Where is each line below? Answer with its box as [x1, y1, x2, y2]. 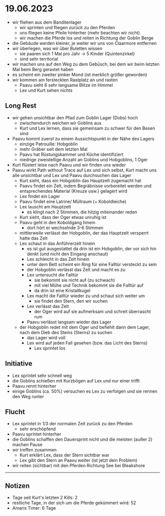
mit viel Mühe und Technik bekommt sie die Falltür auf [34, 282, 144, 288]
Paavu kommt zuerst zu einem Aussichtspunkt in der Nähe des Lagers [12, 136, 155, 141]
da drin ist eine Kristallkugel [34, 287, 91, 293]
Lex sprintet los [34, 345, 65, 351]
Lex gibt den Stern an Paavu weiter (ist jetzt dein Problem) [19, 457, 137, 463]
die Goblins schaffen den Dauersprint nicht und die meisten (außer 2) [12, 437, 153, 443]
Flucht [5, 408, 26, 416]
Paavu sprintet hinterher [12, 431, 61, 437]
